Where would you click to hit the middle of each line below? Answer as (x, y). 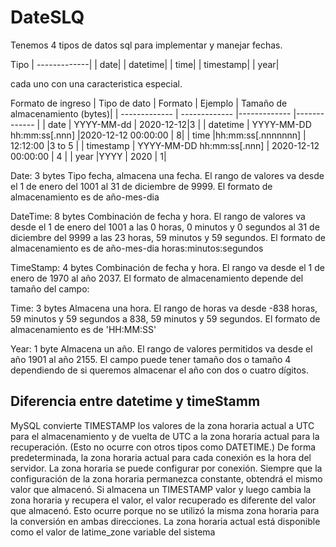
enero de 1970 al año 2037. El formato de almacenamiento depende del (157, 278)
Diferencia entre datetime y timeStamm (135, 401)
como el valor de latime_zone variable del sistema (113, 532)
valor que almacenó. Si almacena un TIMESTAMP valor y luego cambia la (161, 489)
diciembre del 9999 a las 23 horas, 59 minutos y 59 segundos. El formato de (168, 237)
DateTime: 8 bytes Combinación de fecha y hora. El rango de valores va (158, 216)
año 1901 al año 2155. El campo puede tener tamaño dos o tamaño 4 (151, 359)
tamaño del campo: (50, 288)
